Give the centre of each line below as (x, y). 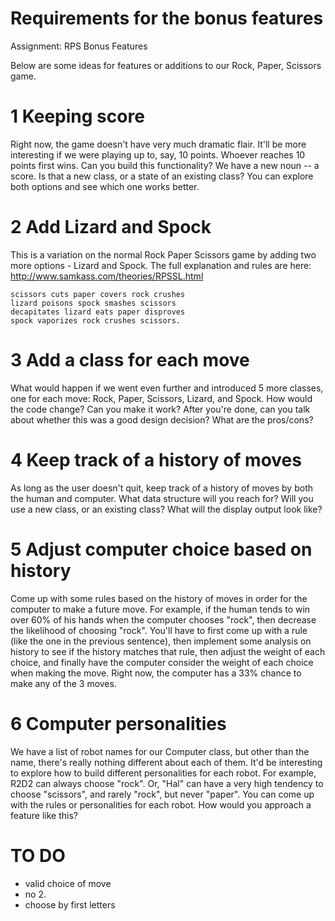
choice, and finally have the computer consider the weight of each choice (162, 662)
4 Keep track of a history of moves (156, 459)
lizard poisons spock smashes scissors (93, 303)
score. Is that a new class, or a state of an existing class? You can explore (162, 176)
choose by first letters (70, 904)
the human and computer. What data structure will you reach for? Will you (162, 498)
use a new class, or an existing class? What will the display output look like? (166, 509)
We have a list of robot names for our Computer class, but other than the (160, 751)
